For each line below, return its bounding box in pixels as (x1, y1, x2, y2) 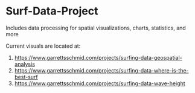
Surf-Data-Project (5, 4, 98, 18)
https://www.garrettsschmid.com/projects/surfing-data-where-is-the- (14, 66, 189, 74)
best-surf (14, 73, 39, 80)
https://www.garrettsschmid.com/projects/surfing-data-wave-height (14, 80, 185, 87)
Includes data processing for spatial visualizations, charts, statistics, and (5, 24, 187, 31)
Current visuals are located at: (5, 42, 81, 50)
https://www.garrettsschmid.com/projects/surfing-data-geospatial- (14, 54, 182, 61)
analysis (14, 60, 36, 68)
